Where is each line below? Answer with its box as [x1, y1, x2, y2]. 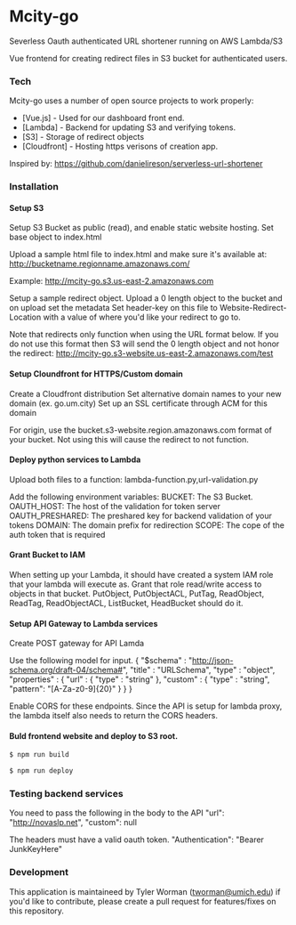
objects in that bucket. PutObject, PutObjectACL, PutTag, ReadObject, [9, 588, 265, 598]
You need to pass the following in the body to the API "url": [9, 807, 225, 818]
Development [9, 866, 69, 879]
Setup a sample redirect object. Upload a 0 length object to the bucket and [9, 293, 283, 304]
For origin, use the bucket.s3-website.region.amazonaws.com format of [9, 425, 273, 435]
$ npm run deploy [9, 767, 74, 775]
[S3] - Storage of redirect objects [21, 132, 145, 142]
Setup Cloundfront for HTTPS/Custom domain [9, 368, 184, 379]
